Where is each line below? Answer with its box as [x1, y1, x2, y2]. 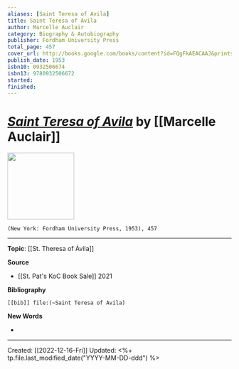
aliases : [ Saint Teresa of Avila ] [7, 10, 110, 18]
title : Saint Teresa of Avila [7, 17, 97, 24]
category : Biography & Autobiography [7, 30, 119, 38]
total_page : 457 [7, 43, 55, 50]
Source [7, 258, 30, 267]
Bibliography [7, 286, 46, 294]
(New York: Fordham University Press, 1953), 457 [7, 225, 158, 232]
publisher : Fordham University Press [7, 37, 119, 44]
